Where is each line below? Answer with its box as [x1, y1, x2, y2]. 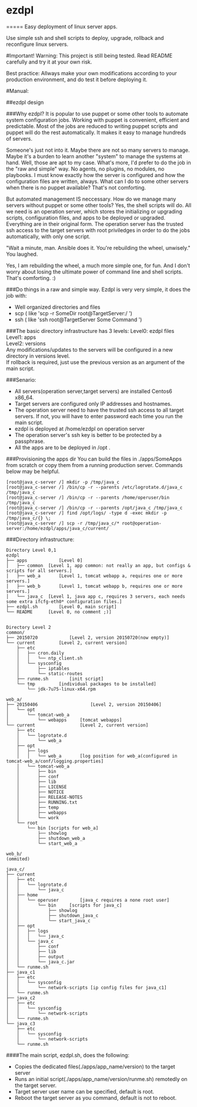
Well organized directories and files [14, 304, 101, 311]
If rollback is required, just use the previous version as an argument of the [6, 358, 185, 365]
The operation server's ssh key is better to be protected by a [14, 431, 162, 438]
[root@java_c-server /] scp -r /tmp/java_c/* [6, 520, 119, 526]
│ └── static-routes [16, 671, 83, 676]
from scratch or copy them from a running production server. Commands [6, 461, 183, 468]
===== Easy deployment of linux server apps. [6, 23, 118, 30]
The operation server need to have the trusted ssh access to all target [14, 406, 184, 414]
